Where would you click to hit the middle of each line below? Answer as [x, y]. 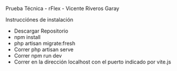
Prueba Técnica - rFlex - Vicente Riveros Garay [62, 8]
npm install [27, 37]
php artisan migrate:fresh [45, 43]
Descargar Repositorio [41, 31]
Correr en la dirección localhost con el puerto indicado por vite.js [92, 62]
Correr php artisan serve [44, 49]
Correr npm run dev [38, 56]
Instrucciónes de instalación [40, 19]
